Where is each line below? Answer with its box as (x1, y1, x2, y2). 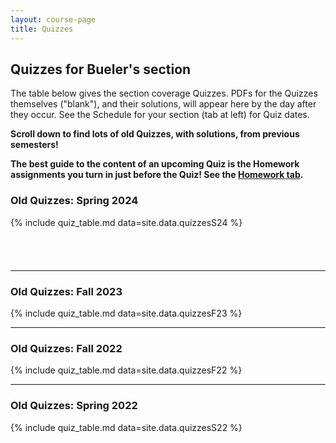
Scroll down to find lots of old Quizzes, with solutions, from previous (10, 128, 300, 140)
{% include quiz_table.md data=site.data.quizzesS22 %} (10, 421, 243, 433)
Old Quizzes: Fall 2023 (10, 284, 123, 298)
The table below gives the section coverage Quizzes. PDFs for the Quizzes (10, 87, 318, 100)
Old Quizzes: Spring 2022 (10, 399, 138, 413)
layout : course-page (10, 14, 97, 25)
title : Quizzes (10, 24, 74, 34)
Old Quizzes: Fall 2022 (10, 341, 123, 355)
